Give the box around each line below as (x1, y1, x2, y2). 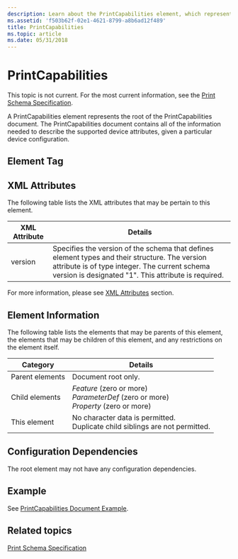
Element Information (7, 309, 100, 321)
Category (21, 360, 55, 370)
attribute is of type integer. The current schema (52, 261, 210, 271)
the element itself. (7, 343, 60, 352)
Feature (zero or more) (72, 384, 148, 394)
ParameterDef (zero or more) (72, 392, 170, 402)
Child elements (11, 392, 61, 402)
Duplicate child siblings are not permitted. (72, 422, 210, 432)
